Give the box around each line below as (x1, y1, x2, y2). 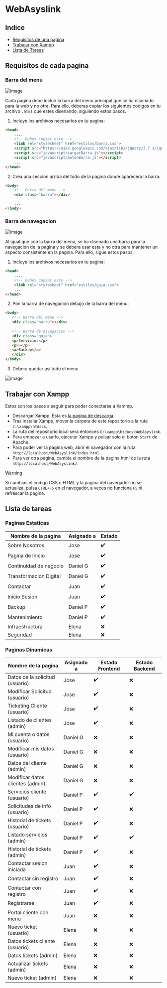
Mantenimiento (7, 614, 43, 621)
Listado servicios (7, 831, 48, 838)
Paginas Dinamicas (5, 646, 53, 653)
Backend (133, 665, 155, 672)
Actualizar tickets (7, 960, 48, 967)
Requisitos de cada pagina (5, 61, 89, 70)
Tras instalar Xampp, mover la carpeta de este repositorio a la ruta (12, 418, 148, 424)
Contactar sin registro (7, 875, 59, 882)
